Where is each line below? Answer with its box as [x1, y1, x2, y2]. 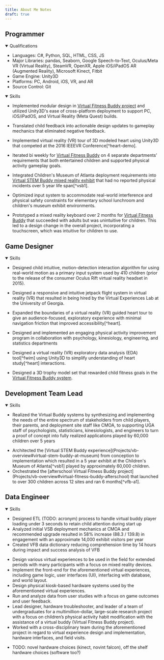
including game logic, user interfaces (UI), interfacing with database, [12, 572, 151, 578]
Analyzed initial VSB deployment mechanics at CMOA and [12, 526, 130, 532]
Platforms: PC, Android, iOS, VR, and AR [12, 79, 93, 85]
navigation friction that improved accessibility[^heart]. [12, 320, 122, 326]
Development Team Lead [5, 389, 83, 398]
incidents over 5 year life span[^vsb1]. [12, 183, 89, 189]
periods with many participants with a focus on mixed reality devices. [12, 561, 153, 568]
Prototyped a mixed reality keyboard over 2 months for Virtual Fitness [12, 212, 153, 218]
